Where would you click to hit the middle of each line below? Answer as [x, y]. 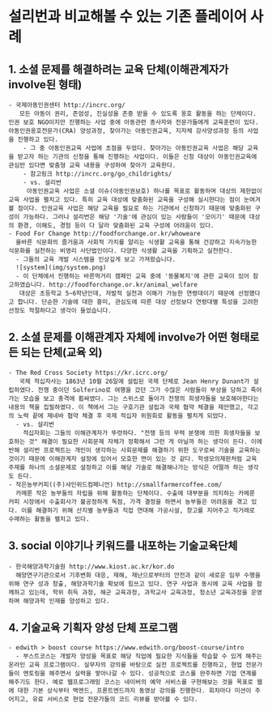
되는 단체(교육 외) [62, 353]
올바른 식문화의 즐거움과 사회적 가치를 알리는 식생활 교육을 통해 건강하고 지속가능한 [136, 242]
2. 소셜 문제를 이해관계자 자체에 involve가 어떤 [118, 337]
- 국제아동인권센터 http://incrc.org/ [67, 105]
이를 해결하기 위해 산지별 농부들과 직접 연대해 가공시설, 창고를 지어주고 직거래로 [138, 510]
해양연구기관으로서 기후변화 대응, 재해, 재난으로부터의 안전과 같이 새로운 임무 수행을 [138, 575]
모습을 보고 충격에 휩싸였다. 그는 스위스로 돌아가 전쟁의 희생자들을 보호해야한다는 [141, 398]
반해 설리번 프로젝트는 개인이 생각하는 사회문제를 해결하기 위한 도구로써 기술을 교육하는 [135, 450]
